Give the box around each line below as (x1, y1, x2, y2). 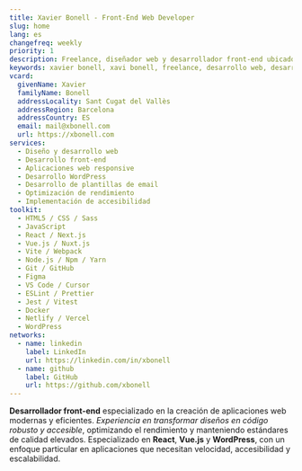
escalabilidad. (9, 453, 61, 464)
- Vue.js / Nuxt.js (17, 239, 91, 248)
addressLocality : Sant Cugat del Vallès (17, 96, 171, 106)
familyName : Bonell (17, 88, 91, 97)
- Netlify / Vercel (17, 314, 91, 324)
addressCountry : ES (17, 113, 91, 122)
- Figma (17, 272, 47, 281)
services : (9, 138, 47, 147)
